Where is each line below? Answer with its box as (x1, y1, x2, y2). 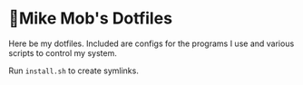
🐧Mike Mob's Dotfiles (8, 8, 173, 29)
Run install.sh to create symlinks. (8, 65, 140, 76)
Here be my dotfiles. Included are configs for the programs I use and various (8, 38, 295, 49)
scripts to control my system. (8, 47, 117, 58)
